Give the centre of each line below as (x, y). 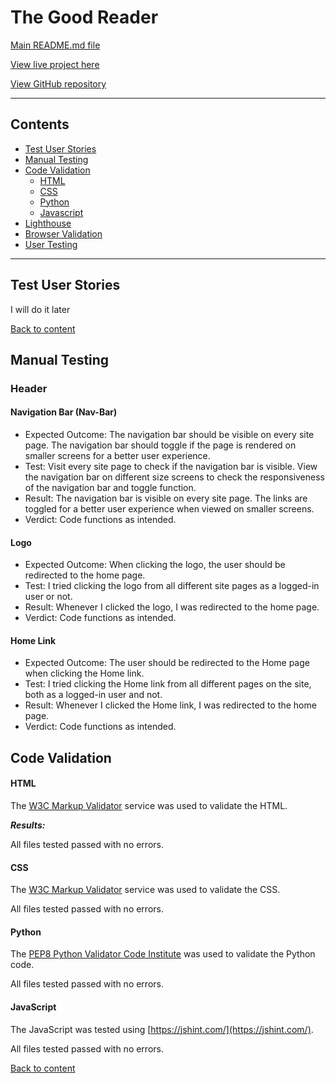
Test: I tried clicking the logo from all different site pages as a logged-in (172, 586)
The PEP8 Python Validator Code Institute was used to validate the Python (163, 954)
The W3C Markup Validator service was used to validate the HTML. (149, 806)
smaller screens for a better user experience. (117, 456)
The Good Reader (84, 17)
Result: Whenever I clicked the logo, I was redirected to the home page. (172, 607)
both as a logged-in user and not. (93, 695)
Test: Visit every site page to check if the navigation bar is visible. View (171, 467)
